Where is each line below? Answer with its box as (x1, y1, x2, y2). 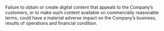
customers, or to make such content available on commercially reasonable (5, 9, 159, 15)
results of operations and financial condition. (5, 20, 98, 26)
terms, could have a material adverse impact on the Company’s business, (5, 15, 156, 20)
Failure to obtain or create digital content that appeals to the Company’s (5, 4, 153, 10)
